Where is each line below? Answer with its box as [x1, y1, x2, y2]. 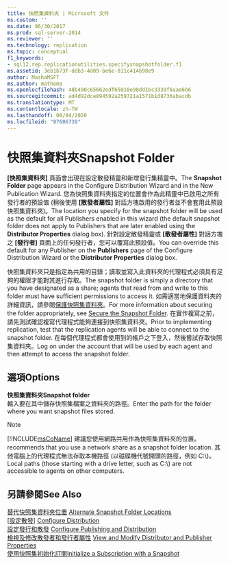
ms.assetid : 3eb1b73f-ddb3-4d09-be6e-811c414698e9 [7, 67, 155, 74]
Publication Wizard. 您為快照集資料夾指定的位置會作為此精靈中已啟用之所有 [7, 190, 220, 198]
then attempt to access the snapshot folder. [7, 350, 130, 358]
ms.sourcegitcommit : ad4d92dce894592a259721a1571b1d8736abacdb [7, 93, 192, 100]
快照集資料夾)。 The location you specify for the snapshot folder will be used [7, 207, 222, 215]
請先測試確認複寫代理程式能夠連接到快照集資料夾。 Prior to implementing [7, 318, 212, 326]
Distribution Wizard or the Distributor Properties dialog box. [7, 254, 177, 262]
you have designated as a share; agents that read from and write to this [7, 284, 209, 292]
